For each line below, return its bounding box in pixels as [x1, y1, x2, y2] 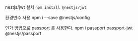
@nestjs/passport [5, 31, 42, 36]
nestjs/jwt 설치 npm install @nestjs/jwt [5, 4, 87, 10]
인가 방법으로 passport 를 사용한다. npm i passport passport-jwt [5, 25, 133, 31]
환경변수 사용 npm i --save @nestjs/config [5, 15, 90, 20]
